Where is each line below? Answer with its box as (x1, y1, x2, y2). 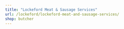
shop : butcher (5, 16, 34, 21)
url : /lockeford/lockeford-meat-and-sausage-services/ (5, 12, 120, 17)
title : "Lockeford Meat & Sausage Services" (5, 7, 98, 12)
